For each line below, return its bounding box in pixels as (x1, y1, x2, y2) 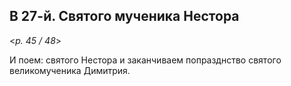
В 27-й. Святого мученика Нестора (9, 8, 240, 25)
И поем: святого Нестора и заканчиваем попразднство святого (9, 54, 282, 66)
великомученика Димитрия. (9, 64, 131, 76)
